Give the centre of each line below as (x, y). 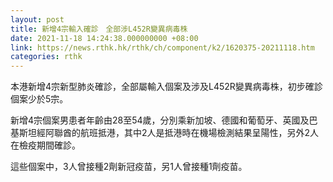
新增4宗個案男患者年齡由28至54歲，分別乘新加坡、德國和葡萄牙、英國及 (160, 120)
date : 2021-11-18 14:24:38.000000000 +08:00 (104, 38)
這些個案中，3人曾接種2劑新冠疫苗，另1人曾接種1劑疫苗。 (129, 167)
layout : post (37, 19)
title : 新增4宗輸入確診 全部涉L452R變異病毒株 (99, 29)
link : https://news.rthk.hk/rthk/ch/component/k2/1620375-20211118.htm (162, 47)
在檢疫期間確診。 (45, 145)
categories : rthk (46, 57)
